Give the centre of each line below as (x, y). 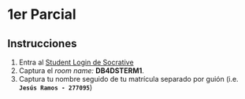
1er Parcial (42, 15)
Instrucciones (42, 44)
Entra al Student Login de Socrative (76, 62)
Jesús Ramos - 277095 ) (56, 87)
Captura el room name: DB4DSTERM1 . (82, 71)
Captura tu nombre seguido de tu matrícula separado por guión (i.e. (128, 79)
